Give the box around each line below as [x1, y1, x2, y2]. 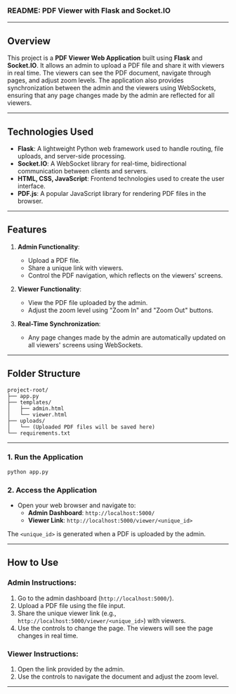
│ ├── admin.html [7, 404, 65, 412]
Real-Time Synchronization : [17, 319, 101, 328]
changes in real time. [17, 631, 79, 640]
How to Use [7, 557, 59, 569]
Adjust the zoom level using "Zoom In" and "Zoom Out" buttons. [27, 306, 214, 314]
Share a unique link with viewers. [27, 264, 124, 272]
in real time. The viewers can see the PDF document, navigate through [7, 69, 211, 78]
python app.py [7, 468, 49, 476]
